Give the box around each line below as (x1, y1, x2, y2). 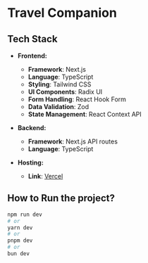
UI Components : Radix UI (27, 88, 103, 96)
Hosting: (17, 158, 44, 167)
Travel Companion (7, 5, 118, 21)
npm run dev (7, 211, 42, 218)
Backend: (17, 124, 47, 131)
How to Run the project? (7, 192, 115, 205)
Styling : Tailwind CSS (27, 80, 92, 89)
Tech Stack (7, 33, 58, 45)
